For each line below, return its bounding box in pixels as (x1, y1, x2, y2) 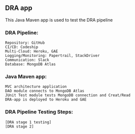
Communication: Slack (5, 57, 50, 63)
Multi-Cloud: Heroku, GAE (5, 49, 58, 54)
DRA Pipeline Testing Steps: (5, 108, 74, 115)
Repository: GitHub (5, 40, 45, 46)
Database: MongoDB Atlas (5, 62, 56, 67)
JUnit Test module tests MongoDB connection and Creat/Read (5, 93, 131, 98)
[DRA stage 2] (5, 124, 34, 129)
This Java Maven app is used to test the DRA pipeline (5, 17, 113, 23)
